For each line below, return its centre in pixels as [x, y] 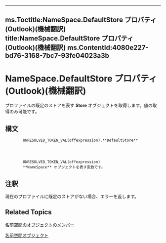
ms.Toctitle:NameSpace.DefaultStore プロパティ [81, 20]
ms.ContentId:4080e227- [108, 48]
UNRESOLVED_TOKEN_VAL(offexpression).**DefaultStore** [81, 141]
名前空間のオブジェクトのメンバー [40, 225]
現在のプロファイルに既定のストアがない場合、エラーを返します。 [72, 196]
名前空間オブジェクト [27, 235]
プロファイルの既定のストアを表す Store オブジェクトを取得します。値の [79, 105]
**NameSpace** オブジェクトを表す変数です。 [64, 167]
